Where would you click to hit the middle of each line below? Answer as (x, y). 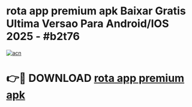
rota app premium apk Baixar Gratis (96, 11)
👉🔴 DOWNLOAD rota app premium (95, 78)
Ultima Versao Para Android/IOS (88, 24)
